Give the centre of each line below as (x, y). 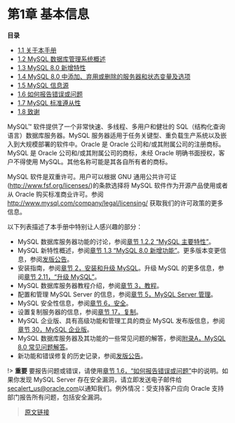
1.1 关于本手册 (37, 50)
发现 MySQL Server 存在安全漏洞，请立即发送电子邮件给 (101, 379)
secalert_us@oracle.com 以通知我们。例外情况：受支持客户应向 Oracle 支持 (116, 388)
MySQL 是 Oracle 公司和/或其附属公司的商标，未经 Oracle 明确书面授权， (113, 152)
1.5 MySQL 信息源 (43, 85)
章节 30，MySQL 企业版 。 (55, 329)
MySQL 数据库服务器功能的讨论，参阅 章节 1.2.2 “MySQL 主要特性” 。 (116, 241)
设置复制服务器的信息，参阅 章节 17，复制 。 (80, 312)
